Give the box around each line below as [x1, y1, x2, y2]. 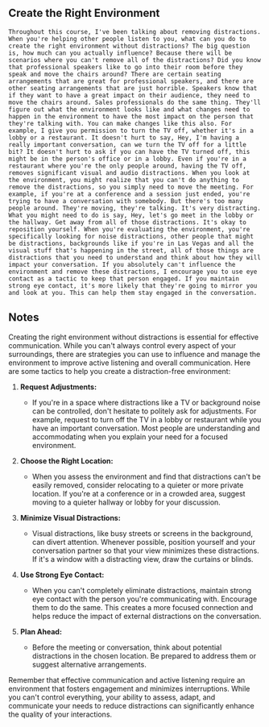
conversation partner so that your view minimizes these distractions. [31, 546, 259, 555]
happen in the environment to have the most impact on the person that [8, 112, 254, 120]
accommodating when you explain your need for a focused [31, 431, 228, 442]
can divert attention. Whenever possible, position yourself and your [31, 537, 256, 546]
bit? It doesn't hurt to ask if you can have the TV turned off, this [8, 147, 250, 156]
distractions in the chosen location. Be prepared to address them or [31, 650, 256, 660]
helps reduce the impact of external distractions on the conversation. [31, 611, 262, 621]
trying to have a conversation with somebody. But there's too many [8, 197, 243, 205]
